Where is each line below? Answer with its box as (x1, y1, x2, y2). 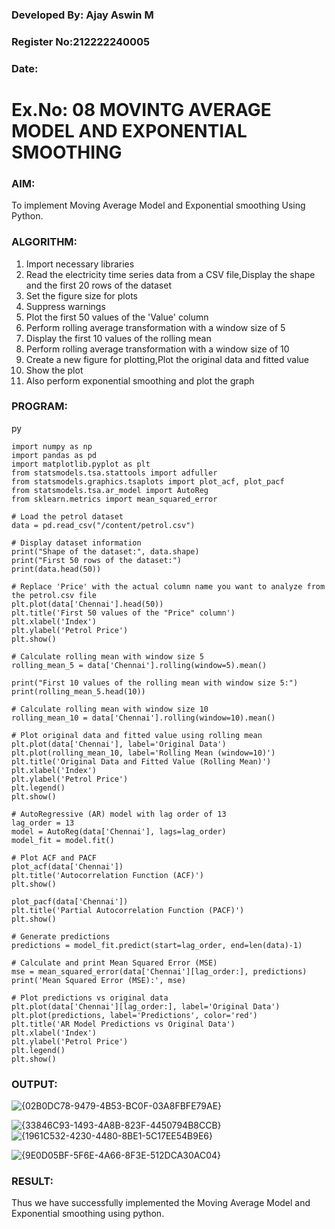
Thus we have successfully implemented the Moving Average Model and (11, 1197, 311, 1209)
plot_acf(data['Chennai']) (11, 861, 124, 872)
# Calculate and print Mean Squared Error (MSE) (11, 958, 218, 968)
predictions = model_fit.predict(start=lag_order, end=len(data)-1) (11, 940, 303, 950)
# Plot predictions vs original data (11, 993, 169, 1003)
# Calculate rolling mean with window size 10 (11, 704, 209, 714)
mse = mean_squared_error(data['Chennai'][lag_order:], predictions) (11, 966, 308, 977)
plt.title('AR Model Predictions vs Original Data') (11, 1019, 236, 1029)
